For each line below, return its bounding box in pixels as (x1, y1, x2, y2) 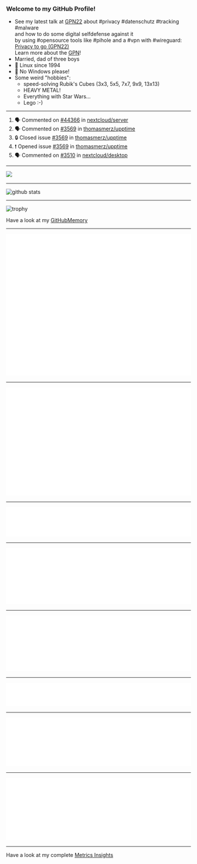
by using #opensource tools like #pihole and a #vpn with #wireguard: (14, 37, 182, 44)
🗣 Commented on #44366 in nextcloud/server (14, 116, 128, 123)
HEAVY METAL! (23, 87, 61, 94)
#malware (14, 24, 39, 31)
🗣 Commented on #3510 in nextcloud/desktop (14, 152, 128, 159)
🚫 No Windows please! (14, 68, 70, 75)
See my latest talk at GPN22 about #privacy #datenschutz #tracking (14, 18, 179, 25)
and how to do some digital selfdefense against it (14, 31, 134, 38)
